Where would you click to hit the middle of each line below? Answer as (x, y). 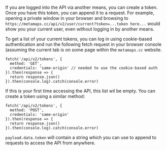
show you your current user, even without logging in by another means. (80, 29)
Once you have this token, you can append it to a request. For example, (80, 13)
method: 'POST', (27, 110)
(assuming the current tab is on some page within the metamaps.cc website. (84, 50)
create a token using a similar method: (45, 96)
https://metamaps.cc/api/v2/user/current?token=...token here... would (83, 23)
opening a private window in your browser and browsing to (67, 18)
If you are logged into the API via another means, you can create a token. (81, 7)
